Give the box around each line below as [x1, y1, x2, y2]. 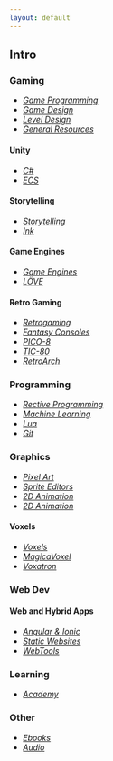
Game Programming [22, 95, 99, 105]
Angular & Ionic [22, 626, 81, 637]
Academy [22, 688, 59, 700]
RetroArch [22, 355, 61, 366]
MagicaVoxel [22, 551, 71, 562]
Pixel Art [22, 471, 54, 482]
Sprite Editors [22, 481, 74, 492]
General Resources [22, 124, 95, 135]
